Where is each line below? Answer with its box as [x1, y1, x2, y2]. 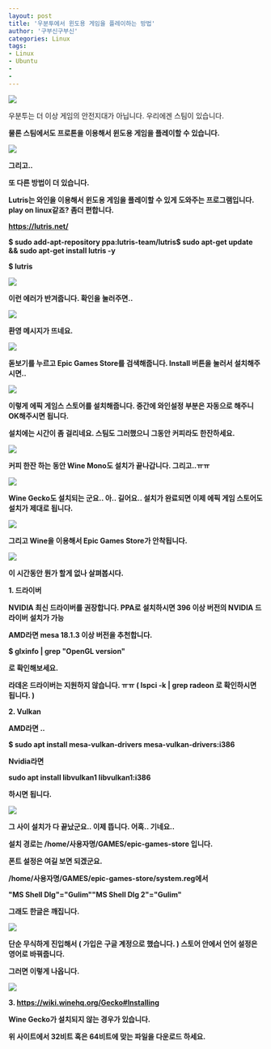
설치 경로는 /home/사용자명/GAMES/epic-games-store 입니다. [8, 839, 213, 849]
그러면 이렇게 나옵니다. [8, 966, 80, 976]
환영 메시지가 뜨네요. [8, 325, 74, 335]
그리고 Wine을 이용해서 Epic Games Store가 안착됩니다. [8, 535, 188, 545]
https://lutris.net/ [8, 221, 69, 231]
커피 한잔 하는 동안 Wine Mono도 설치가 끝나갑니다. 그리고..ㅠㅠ [8, 460, 210, 471]
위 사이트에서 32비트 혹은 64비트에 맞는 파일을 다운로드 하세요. [8, 1031, 206, 1041]
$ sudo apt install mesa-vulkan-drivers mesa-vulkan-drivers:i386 [8, 739, 235, 749]
